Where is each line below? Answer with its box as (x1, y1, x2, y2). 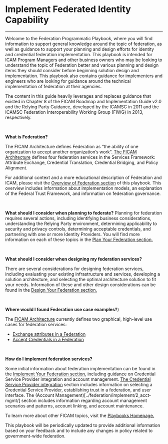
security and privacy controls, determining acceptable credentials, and (5, 226, 151, 232)
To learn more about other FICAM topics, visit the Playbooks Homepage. (5, 412, 154, 418)
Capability (5, 14, 49, 26)
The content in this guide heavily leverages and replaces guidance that (5, 93, 151, 99)
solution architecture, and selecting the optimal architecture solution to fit (5, 276, 156, 282)
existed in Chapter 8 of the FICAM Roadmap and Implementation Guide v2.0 (5, 98, 161, 104)
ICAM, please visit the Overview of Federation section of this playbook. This (5, 179, 161, 186)
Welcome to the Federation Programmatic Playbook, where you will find (5, 35, 152, 41)
